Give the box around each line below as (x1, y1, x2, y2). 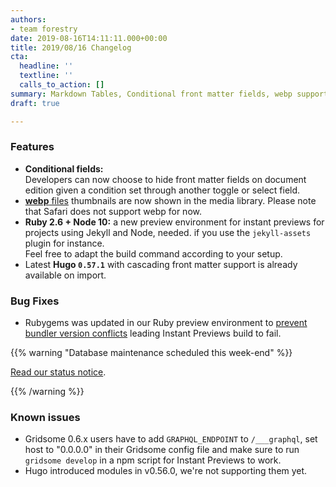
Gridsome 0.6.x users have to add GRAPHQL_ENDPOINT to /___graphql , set (24, 433, 318, 445)
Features (10, 140, 55, 154)
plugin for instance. (24, 237, 105, 249)
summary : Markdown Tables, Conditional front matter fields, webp (10, 89, 293, 99)
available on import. (24, 269, 107, 281)
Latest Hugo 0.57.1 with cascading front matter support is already (24, 258, 298, 270)
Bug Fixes (10, 294, 60, 308)
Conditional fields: (24, 162, 104, 175)
